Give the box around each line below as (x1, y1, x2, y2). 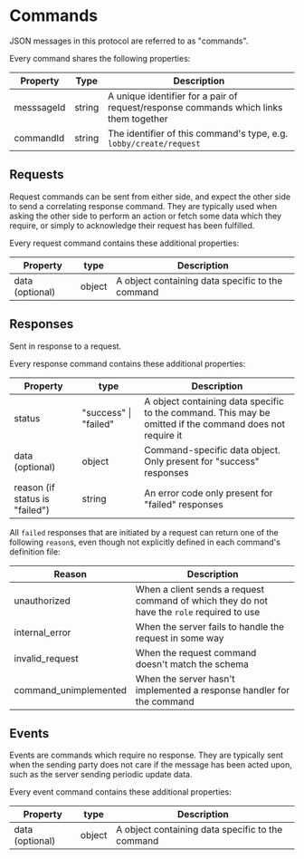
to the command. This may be (144, 406, 271, 419)
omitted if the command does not (144, 418, 285, 430)
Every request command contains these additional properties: (9, 237, 240, 248)
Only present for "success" (144, 455, 260, 468)
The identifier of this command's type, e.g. (107, 127, 288, 140)
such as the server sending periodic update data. (9, 769, 193, 780)
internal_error (14, 626, 71, 639)
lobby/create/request (107, 138, 201, 149)
